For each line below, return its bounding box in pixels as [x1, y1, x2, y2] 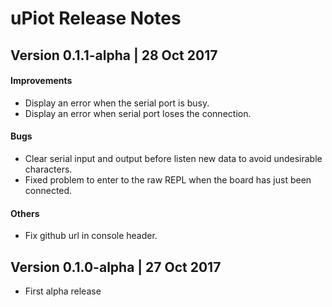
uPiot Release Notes [10, 7, 182, 30]
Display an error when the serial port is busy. [24, 97, 210, 109]
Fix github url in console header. [24, 230, 158, 242]
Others [10, 207, 40, 219]
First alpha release [24, 285, 102, 297]
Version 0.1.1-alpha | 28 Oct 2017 [10, 47, 218, 64]
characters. [24, 163, 73, 175]
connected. [24, 184, 73, 196]
